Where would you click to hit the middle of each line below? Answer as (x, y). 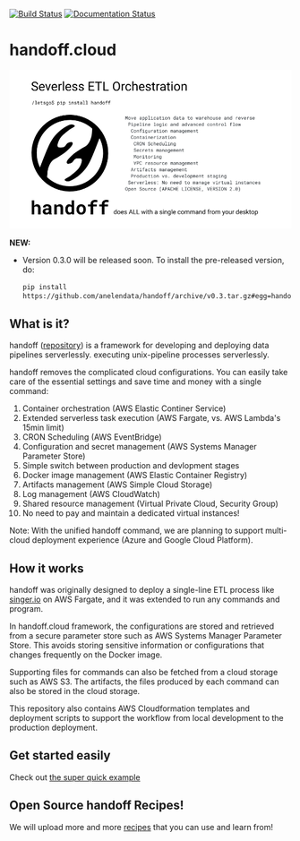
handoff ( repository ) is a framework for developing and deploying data (139, 346)
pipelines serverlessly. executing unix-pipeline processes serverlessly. (140, 355)
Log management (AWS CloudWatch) (91, 494)
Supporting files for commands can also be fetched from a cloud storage (144, 673)
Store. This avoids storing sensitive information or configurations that (137, 646)
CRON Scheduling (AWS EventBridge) (92, 437)
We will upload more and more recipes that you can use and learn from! (141, 827)
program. (26, 609)
